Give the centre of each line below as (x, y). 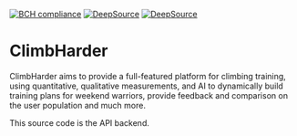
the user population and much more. (77, 105)
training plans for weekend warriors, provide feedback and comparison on (149, 95)
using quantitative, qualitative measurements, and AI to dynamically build (147, 86)
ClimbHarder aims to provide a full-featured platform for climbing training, (148, 76)
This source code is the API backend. (80, 122)
